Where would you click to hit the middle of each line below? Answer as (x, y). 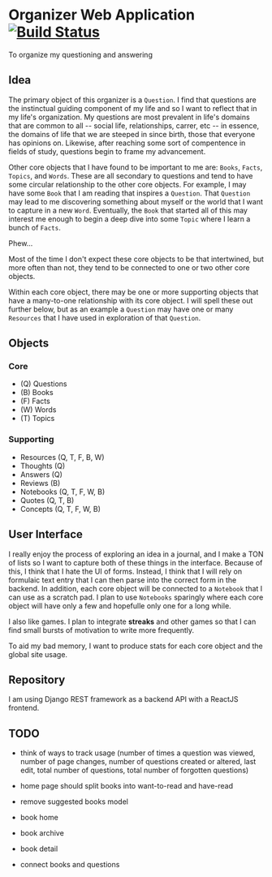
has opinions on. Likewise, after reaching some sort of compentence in (127, 143)
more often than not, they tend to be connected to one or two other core (129, 267)
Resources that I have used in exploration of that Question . (105, 317)
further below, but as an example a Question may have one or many (121, 309)
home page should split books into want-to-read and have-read (127, 786)
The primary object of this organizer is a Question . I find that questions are (133, 100)
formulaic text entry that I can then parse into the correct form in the (123, 580)
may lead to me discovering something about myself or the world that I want (136, 201)
